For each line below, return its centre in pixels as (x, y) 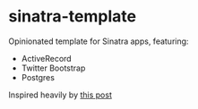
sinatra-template (72, 17)
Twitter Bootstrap (53, 68)
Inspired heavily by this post (60, 95)
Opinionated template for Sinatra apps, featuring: (99, 41)
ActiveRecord (47, 58)
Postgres (38, 77)
